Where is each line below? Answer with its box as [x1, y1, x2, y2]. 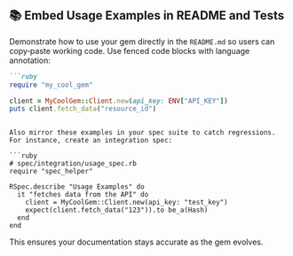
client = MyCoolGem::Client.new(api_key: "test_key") [25, 198, 228, 207]
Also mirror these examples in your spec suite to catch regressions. [9, 128, 276, 137]
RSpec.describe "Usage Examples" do [9, 182, 145, 191]
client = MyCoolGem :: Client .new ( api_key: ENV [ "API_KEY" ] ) [9, 97, 228, 105]
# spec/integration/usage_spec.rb [9, 159, 138, 168]
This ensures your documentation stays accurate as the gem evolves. [9, 237, 264, 247]
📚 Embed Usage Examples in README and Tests [9, 8, 285, 23]
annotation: [9, 55, 51, 66]
